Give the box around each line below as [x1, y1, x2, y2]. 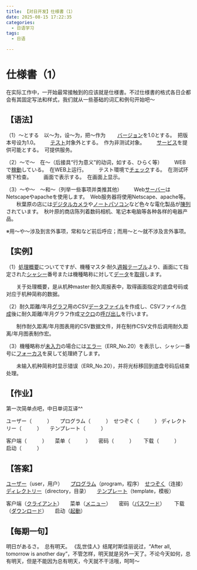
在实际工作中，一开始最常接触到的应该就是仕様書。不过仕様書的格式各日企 [6, 89, 186, 96]
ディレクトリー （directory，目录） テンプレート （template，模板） [6, 488, 175, 495]
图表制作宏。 [23, 330, 55, 337]
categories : [6, 19, 35, 25]
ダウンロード [11, 507, 42, 514]
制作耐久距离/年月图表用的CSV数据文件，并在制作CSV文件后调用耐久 [16, 322, 184, 329]
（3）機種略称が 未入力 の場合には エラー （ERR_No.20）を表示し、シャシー [6, 342, 186, 349]
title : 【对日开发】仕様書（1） [6, 8, 76, 15]
